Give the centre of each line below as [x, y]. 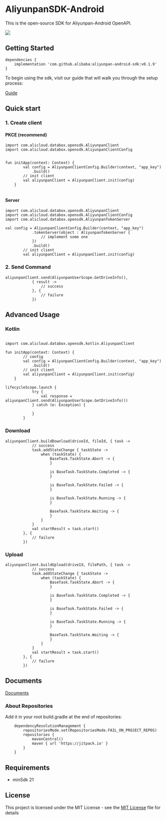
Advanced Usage [32, 315]
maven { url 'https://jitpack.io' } [70, 744]
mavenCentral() [48, 739]
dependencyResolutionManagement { [50, 726]
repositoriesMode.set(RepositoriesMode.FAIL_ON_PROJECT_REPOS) [90, 730]
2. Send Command [28, 267]
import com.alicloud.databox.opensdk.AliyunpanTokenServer [68, 220]
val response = [56, 396]
